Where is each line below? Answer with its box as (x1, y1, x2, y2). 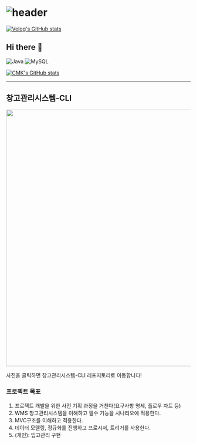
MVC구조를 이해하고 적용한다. (14, 416, 83, 423)
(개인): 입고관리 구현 (14, 431, 61, 438)
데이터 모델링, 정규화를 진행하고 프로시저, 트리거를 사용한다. (14, 424, 151, 431)
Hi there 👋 (6, 42, 43, 52)
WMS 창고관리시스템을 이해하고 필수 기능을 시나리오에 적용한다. (14, 409, 161, 416)
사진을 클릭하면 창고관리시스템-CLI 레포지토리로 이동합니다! (6, 371, 142, 378)
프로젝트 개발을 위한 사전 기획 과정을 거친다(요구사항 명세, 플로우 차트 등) (14, 402, 181, 409)
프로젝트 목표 (6, 388, 41, 396)
